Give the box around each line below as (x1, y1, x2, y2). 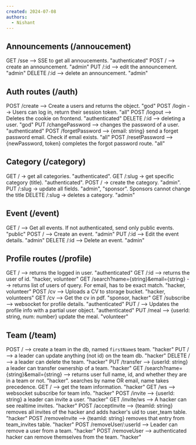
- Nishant (11, 19, 35, 25)
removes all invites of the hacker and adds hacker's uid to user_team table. (6, 408, 187, 416)
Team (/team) (6, 330, 57, 340)
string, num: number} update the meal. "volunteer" (6, 313, 129, 320)
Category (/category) (6, 157, 86, 167)
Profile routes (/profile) (6, 254, 92, 264)
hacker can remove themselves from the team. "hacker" (6, 434, 142, 441)
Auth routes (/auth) (6, 87, 78, 97)
